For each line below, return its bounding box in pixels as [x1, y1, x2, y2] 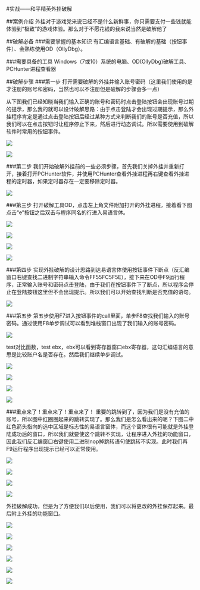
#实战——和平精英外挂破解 [6, 5, 73, 12]
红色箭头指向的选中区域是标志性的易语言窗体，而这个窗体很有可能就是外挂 [6, 423, 189, 430]
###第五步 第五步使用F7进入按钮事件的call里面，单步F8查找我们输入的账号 [6, 312, 190, 319]
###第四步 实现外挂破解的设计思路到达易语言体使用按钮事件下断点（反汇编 [6, 266, 190, 273]
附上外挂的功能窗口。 [11, 510, 64, 517]
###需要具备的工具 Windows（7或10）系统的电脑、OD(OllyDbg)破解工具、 [6, 58, 189, 65]
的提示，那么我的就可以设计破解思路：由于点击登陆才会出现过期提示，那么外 [6, 106, 194, 112]
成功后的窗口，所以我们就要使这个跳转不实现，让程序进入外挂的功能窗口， [11, 431, 194, 437]
